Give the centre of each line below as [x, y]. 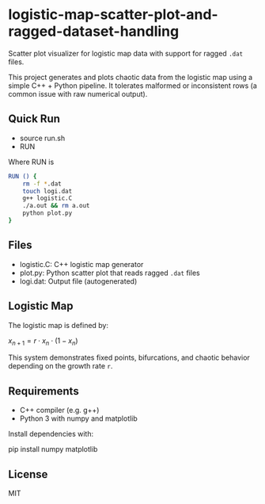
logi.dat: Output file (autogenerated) [78, 281]
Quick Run [34, 119]
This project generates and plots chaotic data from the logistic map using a [131, 77]
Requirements [44, 391]
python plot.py [47, 213]
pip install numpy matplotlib [53, 449]
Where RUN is [31, 162]
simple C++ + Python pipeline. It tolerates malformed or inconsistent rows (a [132, 86]
